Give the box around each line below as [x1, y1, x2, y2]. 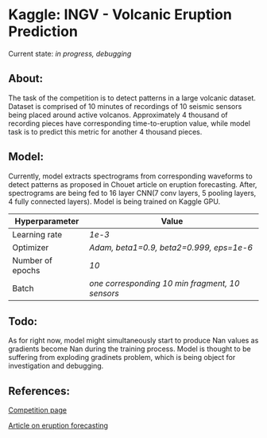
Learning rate [12, 229, 63, 240]
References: [8, 384, 70, 397]
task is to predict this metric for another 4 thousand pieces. [8, 127, 203, 136]
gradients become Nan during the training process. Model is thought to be [8, 344, 252, 354]
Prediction [8, 22, 78, 41]
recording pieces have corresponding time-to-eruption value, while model [8, 118, 250, 128]
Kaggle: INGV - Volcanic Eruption [8, 6, 232, 24]
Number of [12, 255, 53, 266]
